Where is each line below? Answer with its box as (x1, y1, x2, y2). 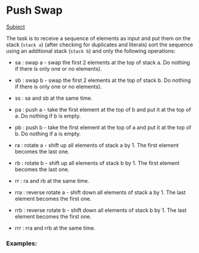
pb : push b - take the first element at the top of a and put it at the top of (14, 124, 191, 131)
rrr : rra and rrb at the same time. (14, 224, 96, 232)
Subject (6, 23, 25, 30)
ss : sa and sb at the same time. (14, 94, 93, 102)
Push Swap (6, 4, 63, 17)
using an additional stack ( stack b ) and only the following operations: (6, 47, 176, 54)
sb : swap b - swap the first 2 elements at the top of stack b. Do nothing (14, 77, 191, 84)
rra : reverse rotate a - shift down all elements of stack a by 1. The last (14, 188, 186, 196)
